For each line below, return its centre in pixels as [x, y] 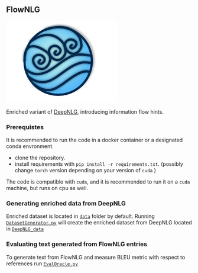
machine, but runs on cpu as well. [47, 188]
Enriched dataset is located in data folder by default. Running [80, 216]
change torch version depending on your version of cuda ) [85, 171]
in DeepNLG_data [25, 229]
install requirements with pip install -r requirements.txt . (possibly [99, 164]
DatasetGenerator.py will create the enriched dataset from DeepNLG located [99, 223]
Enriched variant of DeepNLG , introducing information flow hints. [85, 111]
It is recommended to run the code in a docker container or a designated [95, 140]
